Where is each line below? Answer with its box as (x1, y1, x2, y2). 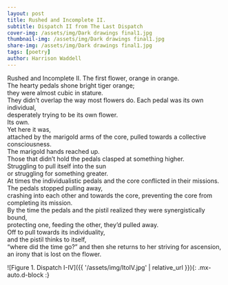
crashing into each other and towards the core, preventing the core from (7, 191, 213, 199)
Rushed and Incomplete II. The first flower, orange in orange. (7, 74, 180, 82)
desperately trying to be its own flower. (7, 110, 118, 119)
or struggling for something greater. (7, 169, 109, 177)
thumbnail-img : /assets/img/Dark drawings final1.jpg (7, 36, 165, 43)
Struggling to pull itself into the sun (7, 161, 107, 170)
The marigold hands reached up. (7, 147, 100, 155)
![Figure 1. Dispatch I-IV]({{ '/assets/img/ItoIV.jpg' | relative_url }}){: (7, 263, 197, 271)
